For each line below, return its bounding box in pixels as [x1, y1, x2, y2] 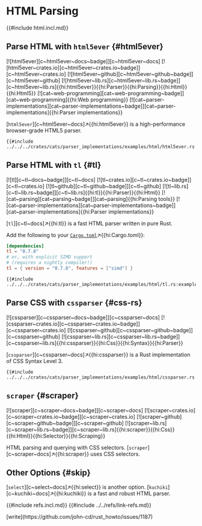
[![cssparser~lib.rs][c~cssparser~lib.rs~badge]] [61, 333, 180, 340]
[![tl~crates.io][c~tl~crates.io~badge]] [97, 176, 192, 183]
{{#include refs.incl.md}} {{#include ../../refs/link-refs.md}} [6, 501, 151, 509]
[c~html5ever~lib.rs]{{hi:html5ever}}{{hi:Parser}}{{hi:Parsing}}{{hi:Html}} [6, 83, 188, 90]
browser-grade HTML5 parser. [6, 126, 82, 134]
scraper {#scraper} [6, 391, 79, 401]
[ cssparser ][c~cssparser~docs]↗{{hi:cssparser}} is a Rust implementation [6, 351, 191, 358]
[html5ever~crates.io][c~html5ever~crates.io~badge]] [6, 64, 141, 71]
